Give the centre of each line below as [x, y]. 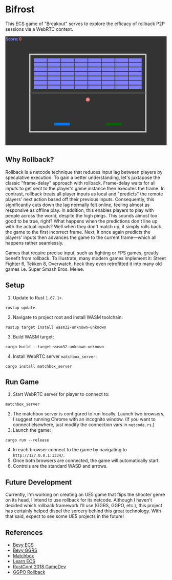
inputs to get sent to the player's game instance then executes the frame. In [85, 188]
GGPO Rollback [29, 572]
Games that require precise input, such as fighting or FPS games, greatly [82, 253]
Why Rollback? [30, 160]
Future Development [39, 482]
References [24, 533]
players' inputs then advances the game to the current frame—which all [81, 237]
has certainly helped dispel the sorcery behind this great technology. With [83, 511]
